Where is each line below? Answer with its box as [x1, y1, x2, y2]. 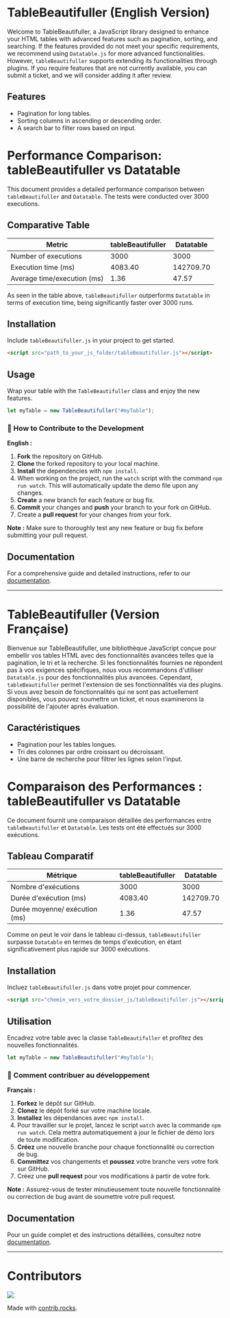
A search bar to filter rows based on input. [16, 123, 137, 132]
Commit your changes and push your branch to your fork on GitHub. [16, 503, 212, 512]
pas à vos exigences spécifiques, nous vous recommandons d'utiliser [7, 666, 204, 674]
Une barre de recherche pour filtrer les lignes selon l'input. [16, 755, 183, 763]
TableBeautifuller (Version [7, 607, 159, 623]
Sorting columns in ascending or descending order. [16, 116, 162, 125]
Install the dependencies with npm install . [16, 467, 139, 475]
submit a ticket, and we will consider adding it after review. [7, 71, 172, 79]
